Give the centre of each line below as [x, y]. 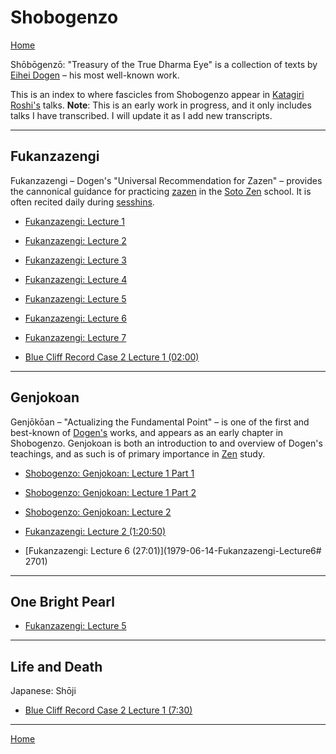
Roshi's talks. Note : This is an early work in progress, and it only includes [161, 105]
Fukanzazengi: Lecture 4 [76, 279]
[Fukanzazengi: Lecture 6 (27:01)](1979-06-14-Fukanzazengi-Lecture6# [173, 550]
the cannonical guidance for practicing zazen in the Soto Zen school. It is [161, 191]
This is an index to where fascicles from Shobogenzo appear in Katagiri [157, 94]
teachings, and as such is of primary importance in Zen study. [138, 453]
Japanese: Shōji [43, 691]
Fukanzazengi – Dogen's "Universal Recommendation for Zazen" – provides [166, 180]
